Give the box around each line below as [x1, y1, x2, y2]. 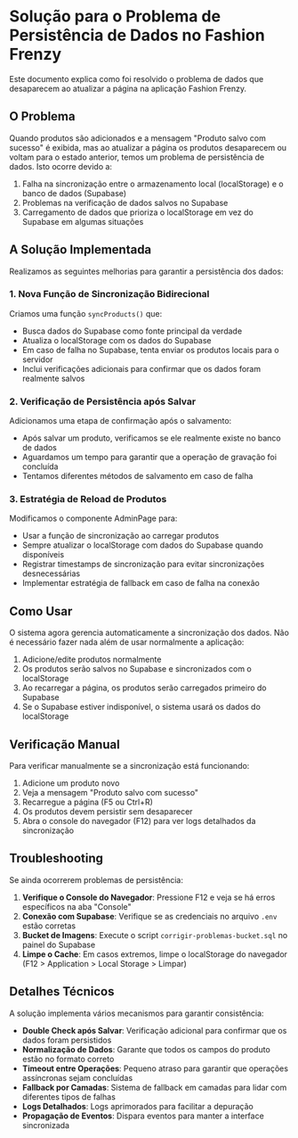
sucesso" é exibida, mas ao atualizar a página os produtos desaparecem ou [9, 142, 287, 153]
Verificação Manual [9, 737, 120, 752]
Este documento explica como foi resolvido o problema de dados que [9, 73, 264, 84]
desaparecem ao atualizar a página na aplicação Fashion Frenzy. [9, 83, 247, 94]
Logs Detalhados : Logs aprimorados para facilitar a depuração [21, 1101, 254, 1111]
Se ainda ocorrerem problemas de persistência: [9, 874, 184, 885]
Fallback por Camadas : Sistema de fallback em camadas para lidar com [21, 1082, 287, 1093]
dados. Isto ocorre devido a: [9, 161, 113, 171]
